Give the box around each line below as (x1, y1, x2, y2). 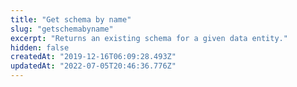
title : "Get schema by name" (10, 14, 132, 25)
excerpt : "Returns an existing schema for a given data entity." (10, 33, 288, 43)
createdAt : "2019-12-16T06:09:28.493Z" (10, 52, 177, 62)
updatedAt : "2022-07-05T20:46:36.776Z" (10, 61, 177, 71)
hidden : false (10, 42, 70, 53)
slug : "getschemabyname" (10, 24, 114, 34)
